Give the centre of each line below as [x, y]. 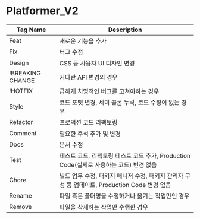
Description [125, 30]
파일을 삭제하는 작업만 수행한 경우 [104, 207]
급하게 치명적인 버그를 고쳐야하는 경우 [109, 91]
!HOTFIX [21, 91]
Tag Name [32, 30]
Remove [21, 207]
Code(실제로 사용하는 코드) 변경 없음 [108, 164]
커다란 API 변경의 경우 [88, 77]
